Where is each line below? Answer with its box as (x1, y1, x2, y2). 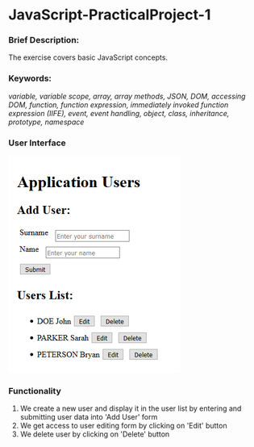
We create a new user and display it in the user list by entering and (19, 403, 242, 413)
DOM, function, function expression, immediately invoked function (8, 99, 229, 110)
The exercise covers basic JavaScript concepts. (8, 52, 168, 62)
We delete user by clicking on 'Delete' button (19, 429, 170, 439)
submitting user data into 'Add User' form (19, 412, 158, 422)
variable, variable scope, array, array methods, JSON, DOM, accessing (8, 91, 246, 101)
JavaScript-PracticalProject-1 (8, 6, 211, 24)
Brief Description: (8, 35, 80, 46)
